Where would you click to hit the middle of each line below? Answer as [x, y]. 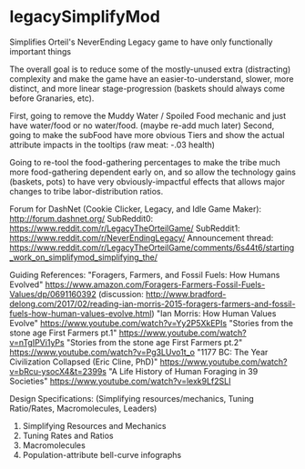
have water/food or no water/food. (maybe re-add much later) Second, [142, 125]
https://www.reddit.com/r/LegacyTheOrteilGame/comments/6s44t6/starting [152, 247]
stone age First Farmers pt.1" [63, 333]
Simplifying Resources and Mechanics [94, 425]
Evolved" [26, 284]
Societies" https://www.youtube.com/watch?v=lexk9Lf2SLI [120, 381]
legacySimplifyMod [85, 17]
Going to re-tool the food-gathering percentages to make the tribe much [145, 162]
